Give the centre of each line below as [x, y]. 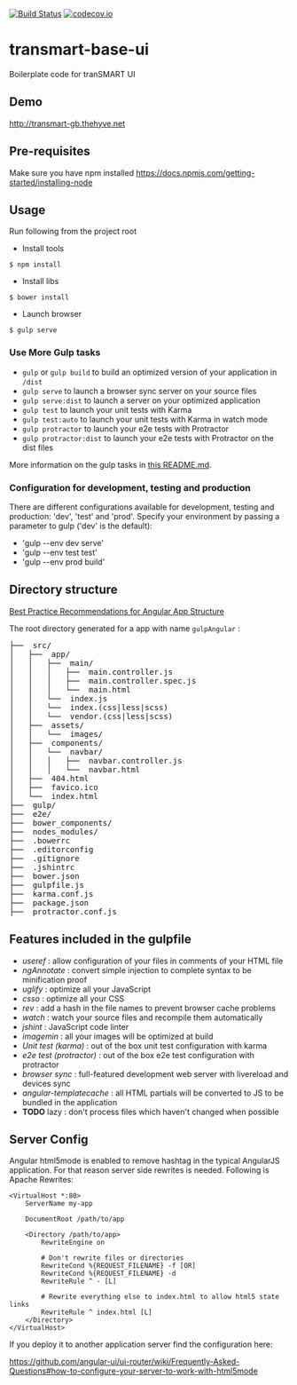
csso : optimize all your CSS [73, 998]
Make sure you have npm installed [72, 172]
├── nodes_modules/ [54, 831]
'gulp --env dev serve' [63, 542]
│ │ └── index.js [59, 698]
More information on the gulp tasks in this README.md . [110, 464]
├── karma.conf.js [51, 894]
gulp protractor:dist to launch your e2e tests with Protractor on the [148, 438]
